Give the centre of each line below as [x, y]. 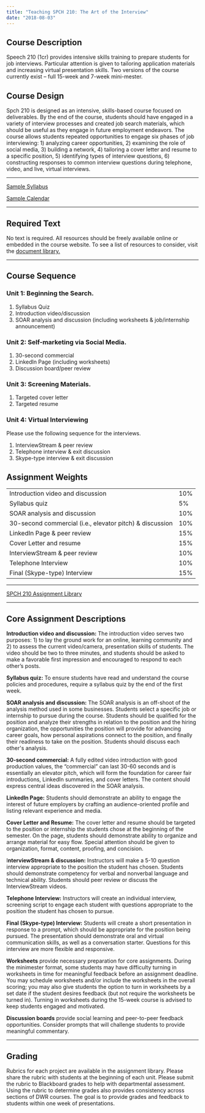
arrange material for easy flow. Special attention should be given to [91, 842]
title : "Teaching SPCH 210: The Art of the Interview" [77, 12]
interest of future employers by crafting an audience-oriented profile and [98, 804]
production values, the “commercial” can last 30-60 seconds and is [91, 766]
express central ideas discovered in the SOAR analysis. [75, 786]
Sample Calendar [28, 199]
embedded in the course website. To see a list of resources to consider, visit [102, 244]
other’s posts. [23, 666]
